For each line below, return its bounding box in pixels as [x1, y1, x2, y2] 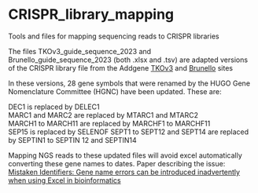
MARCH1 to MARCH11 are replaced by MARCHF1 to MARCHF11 [8, 118, 211, 128]
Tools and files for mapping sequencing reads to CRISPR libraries [8, 31, 219, 41]
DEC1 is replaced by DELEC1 [8, 102, 100, 111]
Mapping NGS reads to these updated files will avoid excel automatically [8, 151, 242, 160]
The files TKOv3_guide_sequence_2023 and [8, 46, 152, 56]
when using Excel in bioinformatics [8, 175, 121, 185]
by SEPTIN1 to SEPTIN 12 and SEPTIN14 [8, 135, 138, 144]
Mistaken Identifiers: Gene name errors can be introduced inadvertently [8, 167, 241, 177]
